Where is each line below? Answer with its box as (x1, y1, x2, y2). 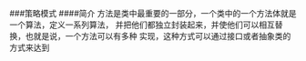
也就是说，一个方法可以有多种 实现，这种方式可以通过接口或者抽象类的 (25, 31, 291, 41)
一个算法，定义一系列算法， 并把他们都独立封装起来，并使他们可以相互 (9, 19, 275, 30)
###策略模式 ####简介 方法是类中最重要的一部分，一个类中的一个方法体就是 (9, 8, 297, 18)
